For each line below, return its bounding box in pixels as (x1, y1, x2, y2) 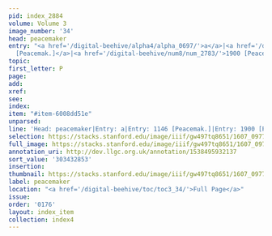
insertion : (8, 163, 45, 171)
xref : (8, 87, 27, 96)
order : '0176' (8, 200, 57, 208)
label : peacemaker (8, 178, 70, 187)
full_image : (8, 139, 49, 148)
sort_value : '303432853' (8, 155, 92, 163)
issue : (8, 192, 31, 201)
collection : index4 (8, 216, 74, 224)
